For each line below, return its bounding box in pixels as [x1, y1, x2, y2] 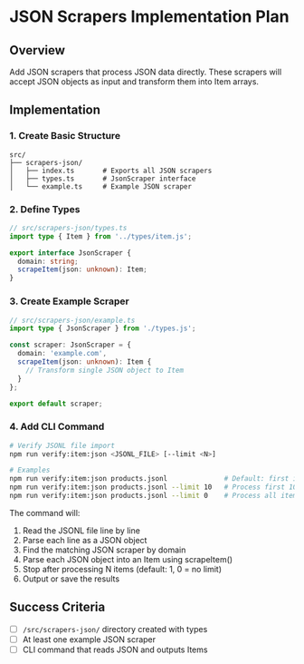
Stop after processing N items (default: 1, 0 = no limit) [22, 563, 222, 574]
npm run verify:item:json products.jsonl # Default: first [9, 474, 290, 483]
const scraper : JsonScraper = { [9, 340, 131, 350]
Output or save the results [22, 573, 120, 584]
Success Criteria [9, 600, 106, 615]
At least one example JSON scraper [22, 633, 157, 645]
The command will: [9, 507, 81, 518]
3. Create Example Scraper [9, 295, 129, 308]
